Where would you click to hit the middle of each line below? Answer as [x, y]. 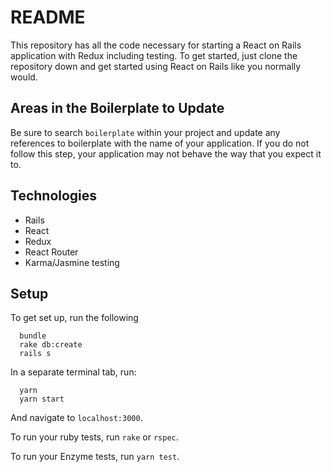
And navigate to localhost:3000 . [76, 418]
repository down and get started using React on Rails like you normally [156, 66]
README [48, 17]
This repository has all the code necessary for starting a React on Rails [156, 45]
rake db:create [51, 345]
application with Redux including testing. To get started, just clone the [154, 55]
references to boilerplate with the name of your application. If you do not [160, 143]
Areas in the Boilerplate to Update [117, 108]
